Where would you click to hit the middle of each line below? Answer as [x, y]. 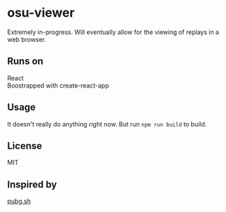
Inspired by [32, 185]
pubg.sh [19, 201]
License [25, 146]
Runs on [25, 62]
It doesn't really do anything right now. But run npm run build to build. [107, 124]
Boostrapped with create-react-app [58, 85]
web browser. [27, 39]
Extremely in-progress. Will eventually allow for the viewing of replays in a [113, 32]
